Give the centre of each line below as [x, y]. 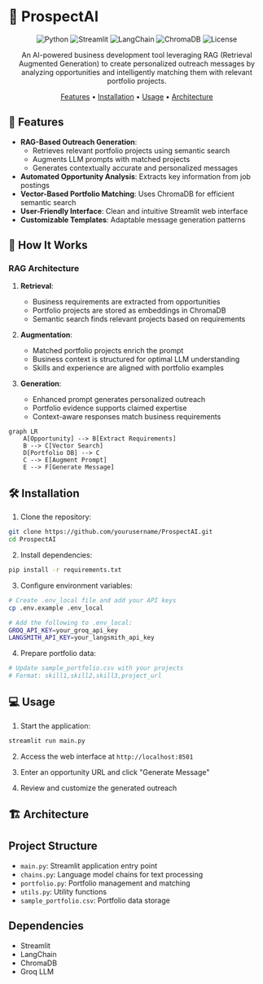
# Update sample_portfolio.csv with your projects [96, 668]
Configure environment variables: [76, 585]
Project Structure [53, 846]
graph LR [23, 432]
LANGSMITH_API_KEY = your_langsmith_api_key [81, 638]
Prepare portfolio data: [58, 654]
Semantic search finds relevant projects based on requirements [139, 319]
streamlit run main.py [47, 741]
